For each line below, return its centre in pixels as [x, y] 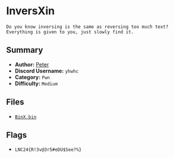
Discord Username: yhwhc [47, 71]
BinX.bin [26, 117]
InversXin [31, 11]
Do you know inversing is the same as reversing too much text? [87, 27]
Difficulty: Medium [36, 83]
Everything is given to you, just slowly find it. [70, 32]
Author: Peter [32, 64]
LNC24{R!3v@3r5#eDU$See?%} [48, 150]
